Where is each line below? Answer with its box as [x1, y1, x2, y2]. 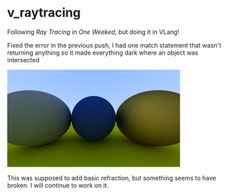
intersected [7, 55, 40, 64]
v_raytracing [7, 5, 81, 21]
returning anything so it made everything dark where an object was [7, 48, 199, 57]
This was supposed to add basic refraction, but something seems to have [7, 174, 216, 182]
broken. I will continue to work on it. [7, 181, 109, 189]
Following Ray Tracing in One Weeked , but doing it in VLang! [7, 28, 180, 36]
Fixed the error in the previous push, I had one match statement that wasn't [7, 41, 222, 49]
